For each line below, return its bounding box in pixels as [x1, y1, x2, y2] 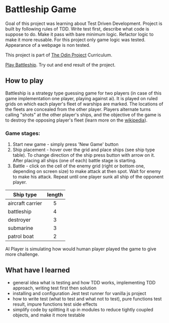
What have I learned [5, 266, 70, 275]
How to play [5, 76, 44, 85]
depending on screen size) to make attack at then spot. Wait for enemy [12, 168, 161, 174]
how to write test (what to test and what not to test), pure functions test [12, 296, 162, 302]
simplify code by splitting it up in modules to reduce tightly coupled [12, 306, 154, 312]
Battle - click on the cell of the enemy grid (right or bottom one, [12, 163, 145, 169]
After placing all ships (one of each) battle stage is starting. [12, 158, 137, 164]
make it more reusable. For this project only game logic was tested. [5, 37, 146, 43]
